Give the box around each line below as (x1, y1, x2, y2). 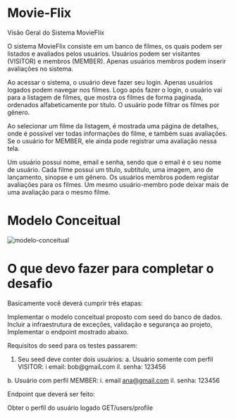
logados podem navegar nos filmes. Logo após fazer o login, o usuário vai (7, 85, 223, 94)
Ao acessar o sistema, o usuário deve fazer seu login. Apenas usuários (7, 78, 213, 86)
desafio (7, 276, 53, 292)
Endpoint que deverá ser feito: (7, 389, 95, 398)
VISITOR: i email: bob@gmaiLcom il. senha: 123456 (17, 362, 166, 371)
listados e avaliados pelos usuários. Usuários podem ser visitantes (7, 49, 201, 58)
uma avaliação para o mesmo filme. (7, 188, 111, 196)
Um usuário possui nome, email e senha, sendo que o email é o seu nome (7, 157, 222, 166)
